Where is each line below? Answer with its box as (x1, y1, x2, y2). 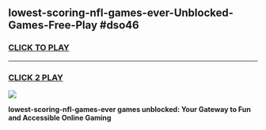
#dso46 (99, 19, 140, 32)
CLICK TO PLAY (8, 43, 70, 54)
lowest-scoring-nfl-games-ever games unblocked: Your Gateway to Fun (8, 104, 251, 113)
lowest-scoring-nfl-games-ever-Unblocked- (8, 6, 234, 20)
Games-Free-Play (8, 19, 97, 32)
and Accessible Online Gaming (8, 113, 112, 122)
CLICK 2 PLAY (8, 72, 63, 83)
